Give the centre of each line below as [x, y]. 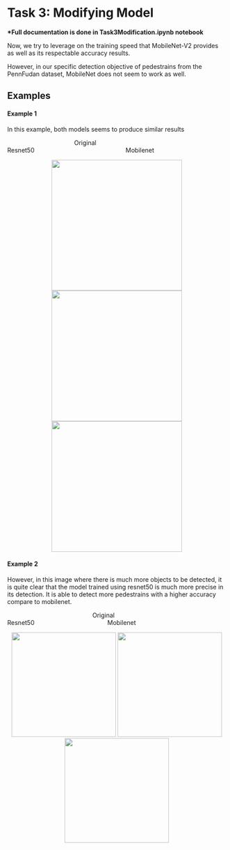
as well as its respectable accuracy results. [69, 53]
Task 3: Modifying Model [81, 13]
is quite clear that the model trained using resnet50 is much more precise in [115, 587]
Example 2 [23, 564]
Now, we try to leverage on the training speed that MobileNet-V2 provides [113, 45]
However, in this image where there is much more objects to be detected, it [115, 579]
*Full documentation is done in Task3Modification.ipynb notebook [105, 32]
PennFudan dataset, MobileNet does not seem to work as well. [97, 74]
